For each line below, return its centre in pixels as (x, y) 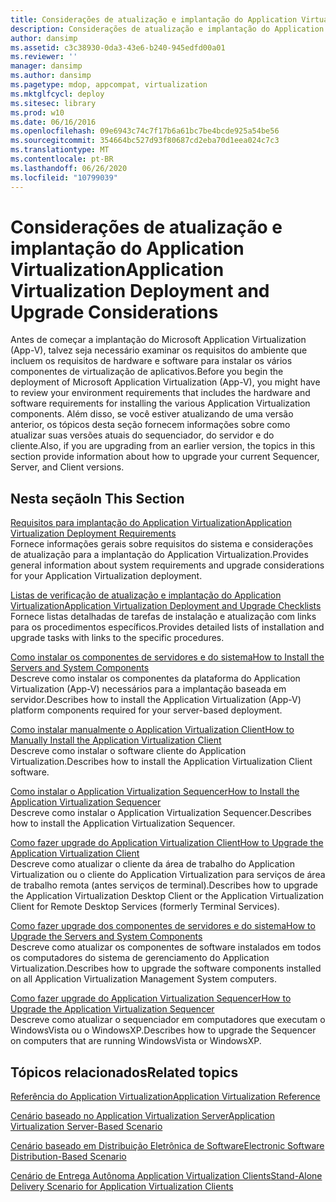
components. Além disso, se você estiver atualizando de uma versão (152, 414)
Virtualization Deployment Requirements (93, 533)
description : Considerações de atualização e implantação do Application (167, 29)
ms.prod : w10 (37, 112)
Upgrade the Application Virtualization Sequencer (112, 1009)
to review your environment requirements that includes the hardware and (160, 393)
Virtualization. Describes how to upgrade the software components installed (166, 968)
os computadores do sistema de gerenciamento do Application (140, 958)
